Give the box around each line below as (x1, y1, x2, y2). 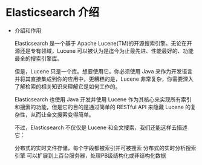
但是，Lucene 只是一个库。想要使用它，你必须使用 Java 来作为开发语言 (14, 67, 193, 75)
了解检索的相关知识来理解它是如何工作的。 (14, 82, 121, 90)
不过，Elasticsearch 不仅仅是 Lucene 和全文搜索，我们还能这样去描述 (14, 124, 188, 131)
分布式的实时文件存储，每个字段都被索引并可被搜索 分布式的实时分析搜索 (14, 144, 197, 152)
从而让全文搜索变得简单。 (30, 110, 94, 118)
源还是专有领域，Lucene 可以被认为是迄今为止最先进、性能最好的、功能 (14, 47, 194, 55)
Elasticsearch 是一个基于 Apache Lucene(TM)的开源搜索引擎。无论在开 (14, 39, 192, 47)
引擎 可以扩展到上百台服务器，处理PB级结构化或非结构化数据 (14, 152, 166, 159)
